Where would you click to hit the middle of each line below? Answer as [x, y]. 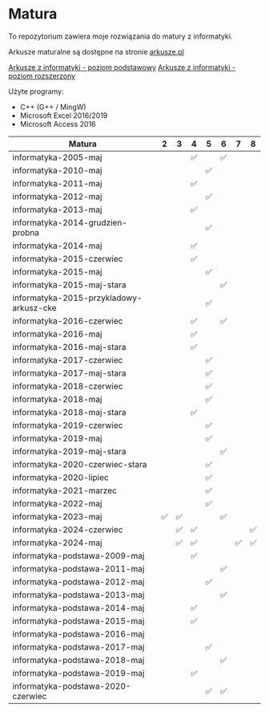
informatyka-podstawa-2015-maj [78, 620]
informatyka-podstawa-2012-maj [78, 581]
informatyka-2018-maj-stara [69, 412]
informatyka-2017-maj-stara [69, 372]
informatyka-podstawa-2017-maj [78, 647]
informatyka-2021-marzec [65, 490]
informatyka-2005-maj [57, 157]
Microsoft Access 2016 [58, 124]
